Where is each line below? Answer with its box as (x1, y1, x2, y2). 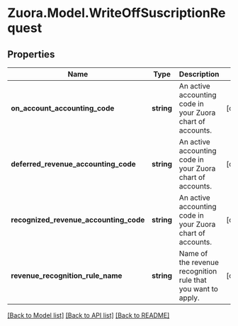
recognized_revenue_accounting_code (11, 215, 145, 225)
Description (178, 69, 220, 79)
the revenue (178, 257, 220, 267)
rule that (178, 275, 207, 285)
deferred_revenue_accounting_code (11, 159, 136, 169)
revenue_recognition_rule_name (11, 271, 123, 281)
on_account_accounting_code (11, 103, 115, 113)
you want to (178, 284, 218, 293)
